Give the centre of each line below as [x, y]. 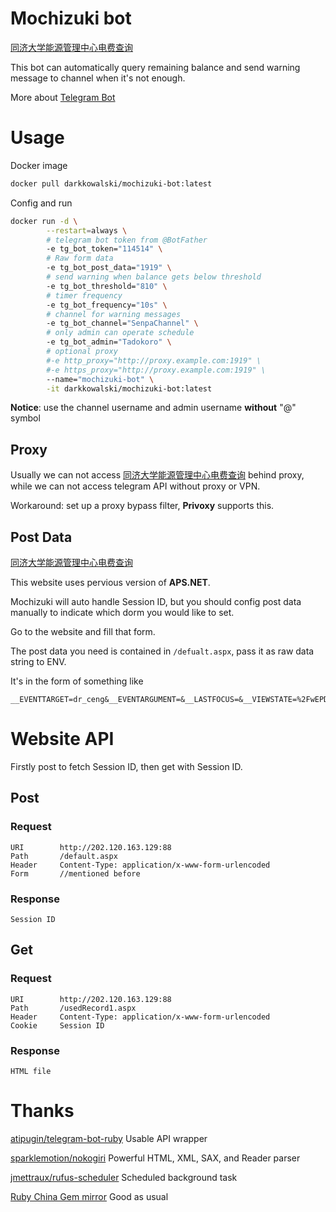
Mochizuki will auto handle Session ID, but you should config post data [156, 601]
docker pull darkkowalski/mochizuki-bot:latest [111, 183]
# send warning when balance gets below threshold [154, 277]
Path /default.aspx [64, 856]
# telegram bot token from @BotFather [127, 240]
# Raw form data [80, 258]
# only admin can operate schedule [120, 333]
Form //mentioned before [75, 873]
